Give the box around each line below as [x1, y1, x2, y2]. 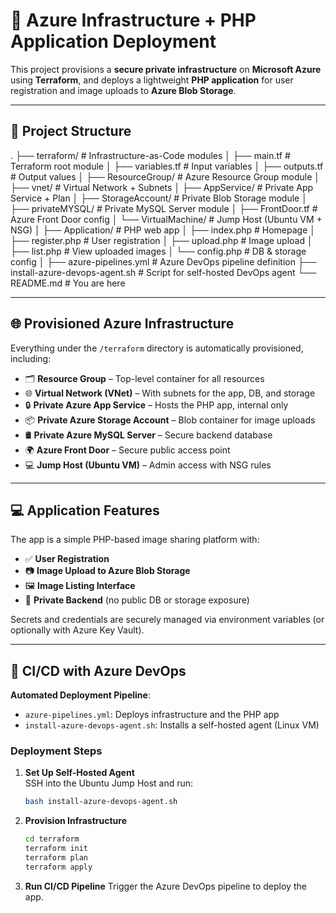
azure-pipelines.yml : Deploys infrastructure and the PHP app [24, 709, 280, 721]
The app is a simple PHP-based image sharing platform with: [10, 534, 260, 546]
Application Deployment [10, 30, 217, 53]
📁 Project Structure [10, 123, 132, 140]
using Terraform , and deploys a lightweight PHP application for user [10, 74, 294, 86]
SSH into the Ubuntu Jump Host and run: [24, 777, 194, 789]
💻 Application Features [10, 502, 160, 519]
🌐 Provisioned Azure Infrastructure [10, 315, 235, 333]
